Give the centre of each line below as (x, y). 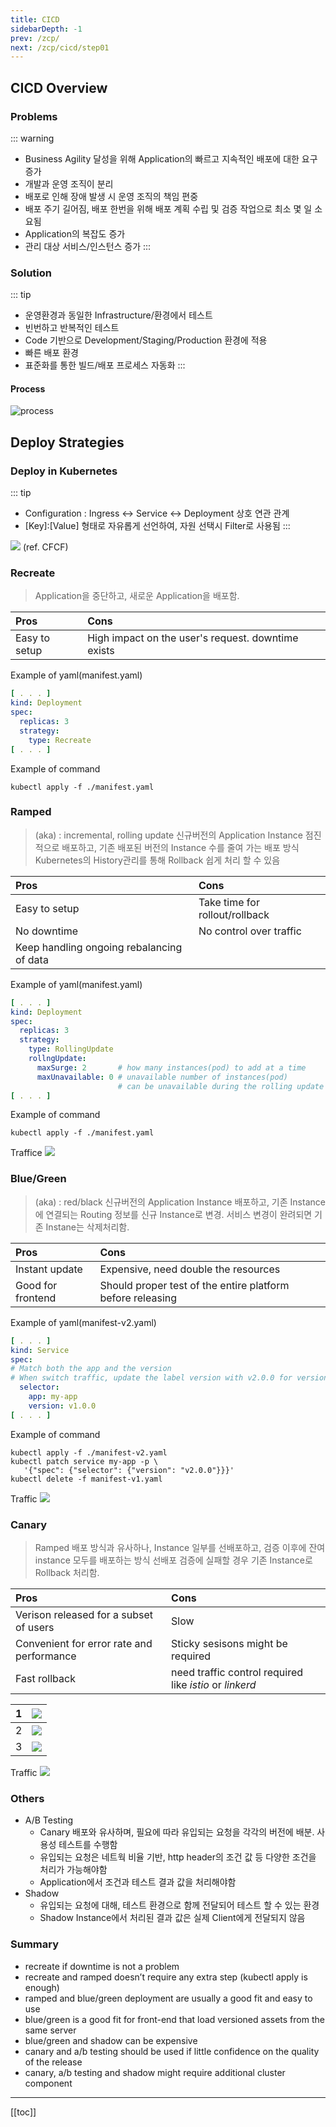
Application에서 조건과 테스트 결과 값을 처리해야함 (138, 1882)
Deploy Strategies (67, 442)
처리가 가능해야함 (73, 1870)
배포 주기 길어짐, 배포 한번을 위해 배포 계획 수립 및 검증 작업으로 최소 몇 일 (168, 208)
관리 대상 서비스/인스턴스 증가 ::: (88, 246)
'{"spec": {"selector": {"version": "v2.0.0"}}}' (129, 1470)
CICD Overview (59, 87)
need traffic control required (237, 1672)
